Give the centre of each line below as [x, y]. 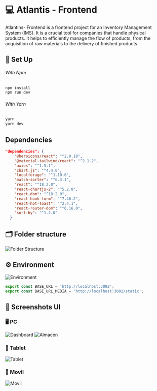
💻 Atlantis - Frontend [51, 10]
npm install [18, 88]
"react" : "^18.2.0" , [36, 185]
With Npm [16, 72]
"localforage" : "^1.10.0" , [43, 175]
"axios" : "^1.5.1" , [35, 166]
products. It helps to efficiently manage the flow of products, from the [78, 38]
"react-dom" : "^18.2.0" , [41, 194]
